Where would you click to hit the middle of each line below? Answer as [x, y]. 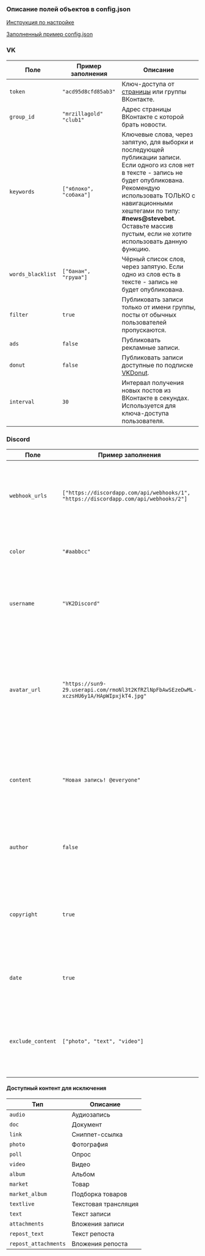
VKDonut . [135, 373]
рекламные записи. [151, 347]
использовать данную [155, 241]
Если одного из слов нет [158, 165]
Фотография [90, 1145]
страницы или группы [154, 92]
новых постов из [146, 390]
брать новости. [144, 124]
